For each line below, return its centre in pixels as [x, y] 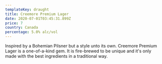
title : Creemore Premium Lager [37, 14]
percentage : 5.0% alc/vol [31, 32]
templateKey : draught [27, 9]
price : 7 [14, 23]
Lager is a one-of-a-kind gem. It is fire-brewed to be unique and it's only [78, 51]
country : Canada [22, 28]
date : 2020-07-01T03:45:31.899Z [38, 18]
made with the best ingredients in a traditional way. [56, 56]
